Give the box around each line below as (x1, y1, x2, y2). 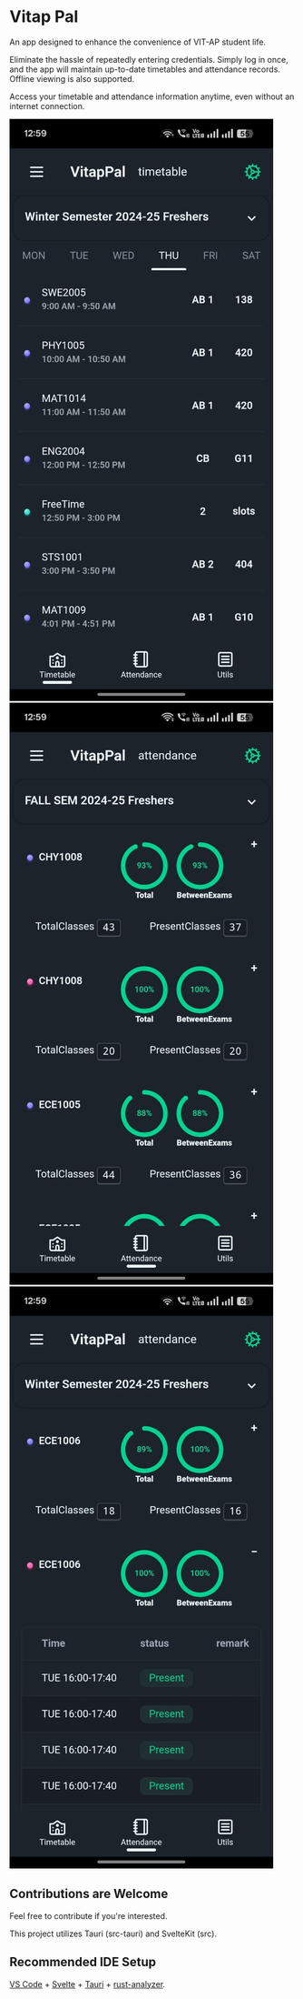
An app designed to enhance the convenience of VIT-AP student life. (9, 36, 266, 47)
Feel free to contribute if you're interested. (9, 1910, 168, 1921)
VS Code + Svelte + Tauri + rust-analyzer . (9, 1978, 166, 1989)
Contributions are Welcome (9, 1886, 169, 1902)
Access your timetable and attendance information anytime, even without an (9, 91, 295, 102)
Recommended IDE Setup (9, 1954, 157, 1970)
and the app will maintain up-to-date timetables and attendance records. (9, 64, 281, 75)
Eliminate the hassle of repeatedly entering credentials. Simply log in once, (9, 54, 288, 65)
